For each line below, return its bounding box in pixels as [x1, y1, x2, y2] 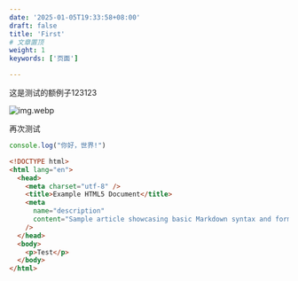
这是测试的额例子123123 [9, 88, 98, 98]
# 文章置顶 [9, 37, 44, 47]
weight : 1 [9, 46, 46, 55]
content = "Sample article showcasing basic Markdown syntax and [32, 215, 272, 223]
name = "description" [32, 207, 105, 215]
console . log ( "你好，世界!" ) [9, 141, 106, 150]
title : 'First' [9, 29, 66, 38]
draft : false [9, 21, 58, 30]
